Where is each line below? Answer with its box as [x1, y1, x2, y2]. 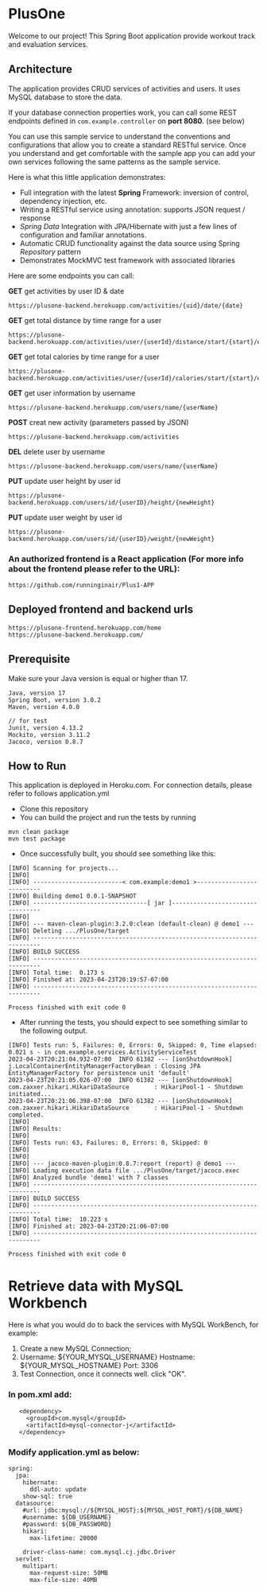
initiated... [8, 1090, 52, 1098]
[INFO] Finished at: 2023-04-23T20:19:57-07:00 [8, 976, 169, 984]
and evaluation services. [8, 39, 89, 49]
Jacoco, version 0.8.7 [8, 738, 83, 746]
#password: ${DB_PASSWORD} [22, 1521, 112, 1529]
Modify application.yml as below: [8, 1446, 140, 1457]
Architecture [8, 63, 73, 76]
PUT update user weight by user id [8, 512, 122, 522]
